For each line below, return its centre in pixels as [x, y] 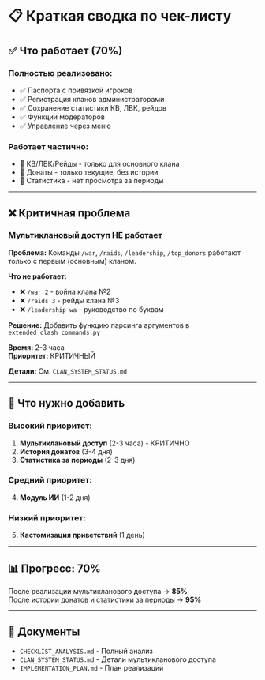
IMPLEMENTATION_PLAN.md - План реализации [91, 667]
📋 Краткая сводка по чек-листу [120, 16]
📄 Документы [44, 632]
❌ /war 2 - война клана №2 [65, 291]
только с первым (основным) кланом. [72, 261]
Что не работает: [37, 276]
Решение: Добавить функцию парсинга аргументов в [99, 325]
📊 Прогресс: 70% [54, 568]
